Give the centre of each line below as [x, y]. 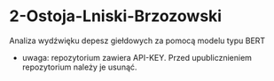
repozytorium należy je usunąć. [79, 67]
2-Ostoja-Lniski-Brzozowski [116, 16]
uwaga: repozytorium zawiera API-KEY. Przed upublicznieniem [137, 57]
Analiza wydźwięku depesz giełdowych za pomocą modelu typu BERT [137, 40]
